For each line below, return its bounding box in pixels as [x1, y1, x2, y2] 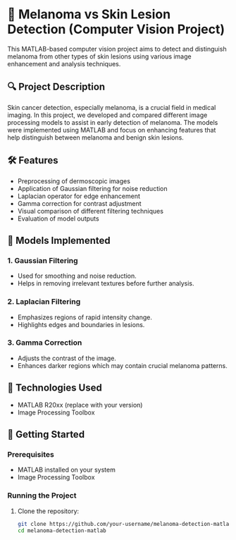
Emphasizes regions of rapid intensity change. [17, 313, 153, 321]
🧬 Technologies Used [7, 382, 102, 394]
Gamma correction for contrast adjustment [17, 199, 142, 207]
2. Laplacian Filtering [7, 297, 81, 307]
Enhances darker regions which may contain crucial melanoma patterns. [17, 361, 228, 369]
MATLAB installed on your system [17, 465, 116, 474]
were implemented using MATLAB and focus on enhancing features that [7, 125, 216, 134]
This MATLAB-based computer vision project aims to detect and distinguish [7, 44, 227, 53]
